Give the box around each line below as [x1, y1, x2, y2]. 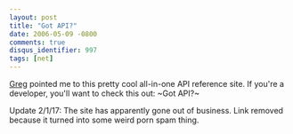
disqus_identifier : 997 [9, 46, 98, 55]
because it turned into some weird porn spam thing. [9, 114, 199, 125]
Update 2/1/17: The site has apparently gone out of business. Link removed [9, 106, 283, 115]
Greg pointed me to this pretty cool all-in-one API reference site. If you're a [9, 79, 285, 89]
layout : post [9, 12, 58, 22]
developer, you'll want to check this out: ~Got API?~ [9, 88, 200, 99]
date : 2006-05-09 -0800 [9, 29, 98, 38]
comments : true [9, 37, 66, 47]
